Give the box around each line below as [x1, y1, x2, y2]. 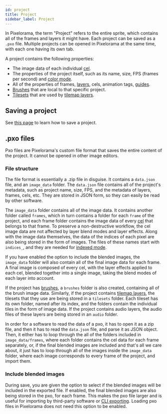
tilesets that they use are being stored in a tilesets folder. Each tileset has [5, 295, 159, 302]
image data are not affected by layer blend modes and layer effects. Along [5, 228, 158, 234]
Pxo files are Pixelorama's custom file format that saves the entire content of [5, 148, 163, 153]
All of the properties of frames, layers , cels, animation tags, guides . [12, 81, 151, 87]
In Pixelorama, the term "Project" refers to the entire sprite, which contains [5, 30, 159, 36]
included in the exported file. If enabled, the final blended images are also [5, 387, 157, 393]
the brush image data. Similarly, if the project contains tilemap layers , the [5, 290, 155, 296]
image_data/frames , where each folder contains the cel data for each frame [5, 337, 159, 343]
